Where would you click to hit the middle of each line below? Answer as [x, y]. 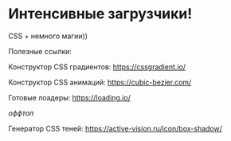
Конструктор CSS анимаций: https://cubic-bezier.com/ [100, 82]
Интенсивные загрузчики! [100, 14]
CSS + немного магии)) [48, 36]
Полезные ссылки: [40, 51]
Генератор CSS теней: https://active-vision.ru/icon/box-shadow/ [115, 128]
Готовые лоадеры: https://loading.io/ [70, 97]
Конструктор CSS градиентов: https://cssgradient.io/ [97, 67]
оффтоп [21, 113]
